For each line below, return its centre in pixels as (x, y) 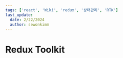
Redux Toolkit (35, 50)
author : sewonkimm (30, 24)
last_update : (19, 15)
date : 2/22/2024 (27, 20)
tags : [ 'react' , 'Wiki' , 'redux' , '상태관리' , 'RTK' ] (62, 10)
